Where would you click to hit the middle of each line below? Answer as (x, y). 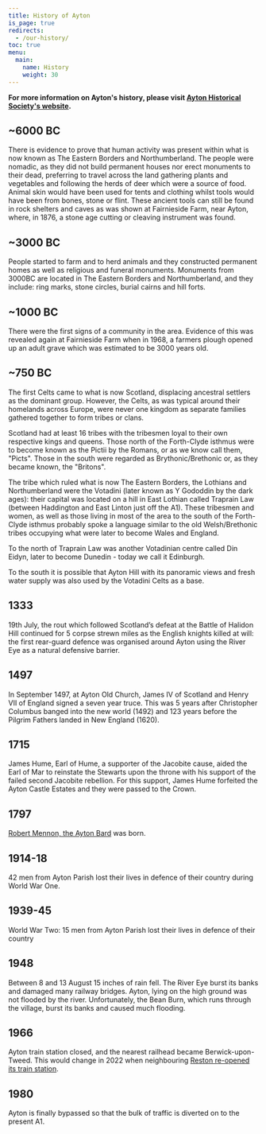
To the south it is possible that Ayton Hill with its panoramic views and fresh (132, 572)
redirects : (26, 30)
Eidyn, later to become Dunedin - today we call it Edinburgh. (106, 557)
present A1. (27, 1121)
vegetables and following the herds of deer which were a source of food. (127, 184)
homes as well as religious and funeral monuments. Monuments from (121, 270)
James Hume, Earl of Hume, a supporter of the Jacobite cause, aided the (128, 763)
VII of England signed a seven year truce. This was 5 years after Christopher (133, 703)
